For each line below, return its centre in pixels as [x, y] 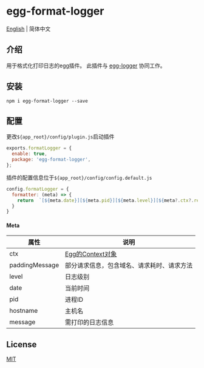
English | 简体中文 [29, 29]
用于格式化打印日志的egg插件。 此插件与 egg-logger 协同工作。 [86, 66]
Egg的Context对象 [91, 254]
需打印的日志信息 [89, 322]
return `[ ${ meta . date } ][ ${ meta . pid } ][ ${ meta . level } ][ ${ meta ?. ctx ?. [106, 200]
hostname [24, 311]
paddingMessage [34, 265]
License [22, 344]
